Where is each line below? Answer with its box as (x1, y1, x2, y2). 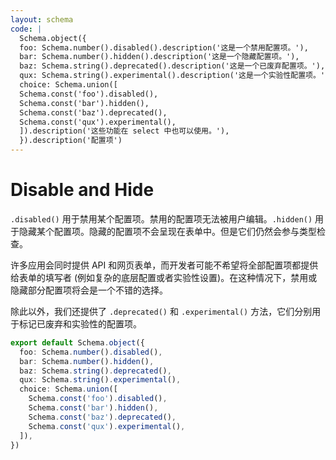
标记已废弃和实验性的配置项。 (18, 317, 142, 330)
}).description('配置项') (19, 136, 123, 146)
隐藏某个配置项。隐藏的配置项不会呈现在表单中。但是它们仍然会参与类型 (18, 225, 317, 237)
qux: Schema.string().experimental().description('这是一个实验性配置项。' (19, 71, 326, 81)
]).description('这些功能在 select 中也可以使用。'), (19, 126, 230, 136)
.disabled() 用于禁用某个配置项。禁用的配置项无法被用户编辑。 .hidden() (10, 212, 313, 225)
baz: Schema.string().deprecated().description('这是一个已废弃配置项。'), (19, 61, 326, 71)
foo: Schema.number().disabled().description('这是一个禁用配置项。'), (19, 42, 309, 53)
